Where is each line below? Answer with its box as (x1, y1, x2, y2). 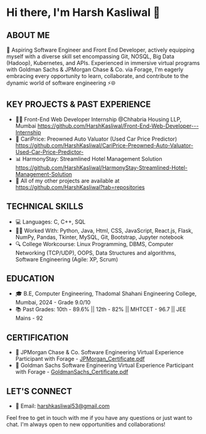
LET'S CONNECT (6, 386, 73, 397)
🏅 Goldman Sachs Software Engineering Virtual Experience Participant (15, 362, 194, 369)
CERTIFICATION (6, 332, 69, 343)
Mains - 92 (15, 314, 43, 322)
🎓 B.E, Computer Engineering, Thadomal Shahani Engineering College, (15, 290, 197, 297)
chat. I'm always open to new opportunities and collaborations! (6, 420, 166, 428)
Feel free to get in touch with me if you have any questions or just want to (6, 414, 192, 422)
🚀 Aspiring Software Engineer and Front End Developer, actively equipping (6, 46, 195, 53)
